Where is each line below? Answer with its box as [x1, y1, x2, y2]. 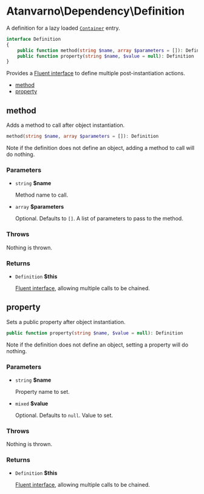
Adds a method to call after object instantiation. [6, 121, 125, 129]
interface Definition [6, 36, 61, 42]
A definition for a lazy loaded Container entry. [6, 24, 120, 32]
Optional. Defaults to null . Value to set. [15, 411, 114, 419]
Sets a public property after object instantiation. [6, 318, 126, 325]
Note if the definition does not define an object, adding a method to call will [6, 144, 195, 151]
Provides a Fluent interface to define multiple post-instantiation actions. [6, 70, 185, 77]
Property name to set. [15, 388, 70, 395]
